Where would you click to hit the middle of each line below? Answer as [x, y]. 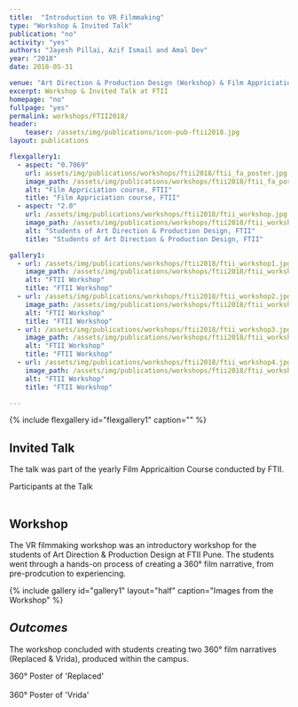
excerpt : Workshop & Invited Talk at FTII [89, 91]
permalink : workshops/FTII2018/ [69, 116]
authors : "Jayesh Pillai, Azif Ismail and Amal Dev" [109, 51]
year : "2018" [33, 59]
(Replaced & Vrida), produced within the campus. [99, 658]
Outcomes [39, 628]
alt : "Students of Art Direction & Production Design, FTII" [140, 231]
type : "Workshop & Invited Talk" [71, 26]
